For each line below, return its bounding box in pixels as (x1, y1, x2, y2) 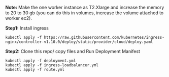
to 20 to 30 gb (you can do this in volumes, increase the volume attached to (5, 10, 164, 16)
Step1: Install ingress (5, 25, 49, 31)
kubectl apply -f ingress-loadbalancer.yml (5, 63, 99, 68)
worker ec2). (5, 15, 32, 21)
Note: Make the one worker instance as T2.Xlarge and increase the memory (5, 5, 164, 10)
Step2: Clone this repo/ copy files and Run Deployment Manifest (5, 48, 141, 54)
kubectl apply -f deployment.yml (5, 58, 76, 63)
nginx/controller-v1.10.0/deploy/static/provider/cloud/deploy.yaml (5, 39, 153, 44)
